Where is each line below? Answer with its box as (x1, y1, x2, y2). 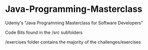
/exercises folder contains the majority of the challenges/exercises (5, 39, 141, 45)
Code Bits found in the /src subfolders (5, 29, 83, 35)
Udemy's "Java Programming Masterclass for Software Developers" (5, 20, 144, 26)
